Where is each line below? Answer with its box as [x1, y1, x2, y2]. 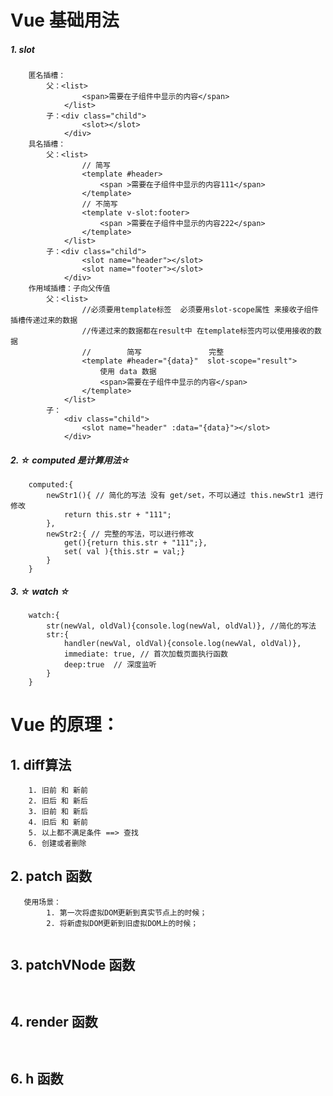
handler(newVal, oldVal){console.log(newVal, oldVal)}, [63, 639, 302, 649]
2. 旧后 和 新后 [28, 796, 88, 806]
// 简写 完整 [81, 347, 225, 358]
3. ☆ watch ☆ [10, 585, 70, 597]
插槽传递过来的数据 [10, 316, 78, 326]
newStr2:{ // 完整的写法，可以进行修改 [46, 529, 195, 540]
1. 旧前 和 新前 [28, 786, 88, 796]
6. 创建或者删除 [28, 839, 87, 849]
